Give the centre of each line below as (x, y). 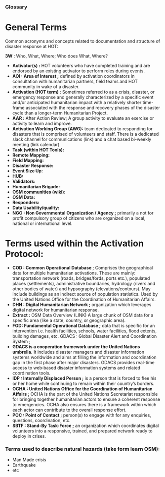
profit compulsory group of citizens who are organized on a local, (79, 218)
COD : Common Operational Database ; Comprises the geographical (82, 267)
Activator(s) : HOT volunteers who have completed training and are (81, 65)
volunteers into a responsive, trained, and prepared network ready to (82, 431)
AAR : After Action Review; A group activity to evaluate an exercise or (83, 118)
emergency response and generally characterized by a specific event (83, 97)
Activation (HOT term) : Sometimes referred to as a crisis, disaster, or (83, 92)
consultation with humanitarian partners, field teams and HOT (75, 81)
